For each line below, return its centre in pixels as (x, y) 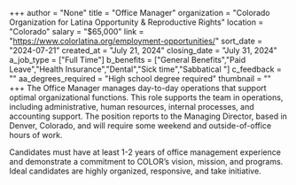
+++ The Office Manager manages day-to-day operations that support (138, 88)
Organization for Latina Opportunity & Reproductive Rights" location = (136, 22)
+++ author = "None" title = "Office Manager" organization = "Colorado (140, 13)
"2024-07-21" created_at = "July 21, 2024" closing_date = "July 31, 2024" (143, 50)
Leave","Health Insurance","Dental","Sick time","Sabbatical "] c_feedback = (145, 69)
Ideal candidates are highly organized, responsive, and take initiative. (135, 171)
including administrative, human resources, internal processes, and (132, 107)
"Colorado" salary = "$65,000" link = (77, 31)
